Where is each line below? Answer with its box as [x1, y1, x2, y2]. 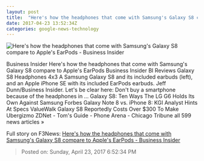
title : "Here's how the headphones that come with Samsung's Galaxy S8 [6, 15, 194, 21]
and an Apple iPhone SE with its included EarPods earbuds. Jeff [6, 80, 166, 87]
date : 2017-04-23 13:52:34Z [6, 20, 78, 26]
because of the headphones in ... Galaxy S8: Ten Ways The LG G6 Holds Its [6, 93, 195, 100]
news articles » [6, 119, 44, 126]
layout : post [6, 8, 39, 15]
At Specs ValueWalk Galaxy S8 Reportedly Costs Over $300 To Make [6, 105, 179, 113]
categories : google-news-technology [6, 25, 99, 32]
